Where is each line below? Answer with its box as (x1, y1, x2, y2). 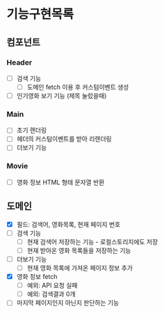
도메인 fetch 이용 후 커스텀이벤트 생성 (26, 83, 129, 91)
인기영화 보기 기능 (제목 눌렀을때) (16, 92, 107, 99)
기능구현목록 (6, 6, 74, 22)
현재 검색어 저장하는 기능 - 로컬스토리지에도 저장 (26, 237, 158, 246)
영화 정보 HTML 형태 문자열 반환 (16, 178, 105, 186)
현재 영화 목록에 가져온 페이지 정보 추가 (26, 264, 133, 272)
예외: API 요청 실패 (26, 281, 78, 289)
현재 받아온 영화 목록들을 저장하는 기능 (26, 246, 131, 255)
